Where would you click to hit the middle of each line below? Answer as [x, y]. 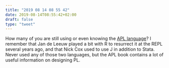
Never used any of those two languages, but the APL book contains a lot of [84, 55]
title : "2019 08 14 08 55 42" [38, 10]
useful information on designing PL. [43, 60]
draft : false [19, 19]
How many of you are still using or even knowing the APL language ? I [78, 39]
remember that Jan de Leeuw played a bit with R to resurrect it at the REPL [84, 44]
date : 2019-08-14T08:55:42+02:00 [41, 15]
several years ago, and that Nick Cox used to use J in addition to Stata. [80, 49]
